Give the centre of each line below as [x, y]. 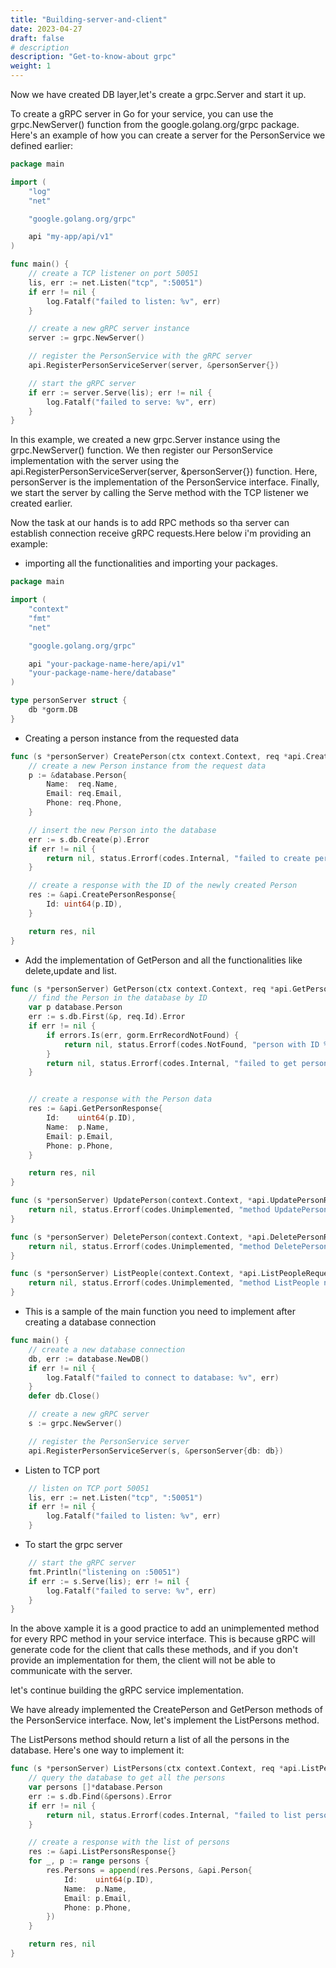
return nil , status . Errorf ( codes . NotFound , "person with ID [191, 1044]
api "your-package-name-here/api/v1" [107, 664]
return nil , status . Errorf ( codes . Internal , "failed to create [178, 858]
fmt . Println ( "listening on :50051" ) [105, 1572]
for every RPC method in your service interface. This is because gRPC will [163, 1639]
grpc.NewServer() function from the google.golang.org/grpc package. [155, 124]
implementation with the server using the [95, 461]
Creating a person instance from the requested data [132, 738]
